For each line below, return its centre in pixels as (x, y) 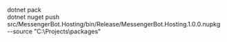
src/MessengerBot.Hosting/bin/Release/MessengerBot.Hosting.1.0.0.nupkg (114, 24)
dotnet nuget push (33, 17)
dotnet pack (24, 10)
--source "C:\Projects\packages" (54, 31)
